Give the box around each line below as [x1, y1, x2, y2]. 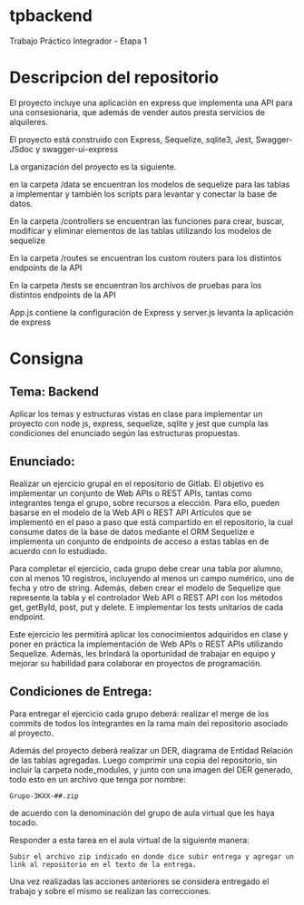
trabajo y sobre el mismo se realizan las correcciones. [9, 885, 211, 896]
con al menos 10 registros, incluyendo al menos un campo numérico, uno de [9, 572, 295, 583]
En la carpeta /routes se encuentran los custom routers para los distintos [9, 252, 282, 263]
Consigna [9, 348, 83, 369]
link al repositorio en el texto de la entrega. [9, 860, 197, 869]
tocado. [9, 817, 38, 828]
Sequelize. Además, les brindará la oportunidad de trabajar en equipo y [9, 647, 276, 658]
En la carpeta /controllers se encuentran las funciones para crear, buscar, [9, 215, 285, 227]
